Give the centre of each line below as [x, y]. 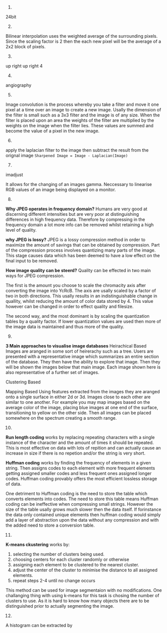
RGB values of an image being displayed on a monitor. [61, 189]
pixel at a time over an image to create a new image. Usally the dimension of [83, 110]
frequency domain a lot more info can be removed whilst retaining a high [80, 225]
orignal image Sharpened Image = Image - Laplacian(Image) [67, 155]
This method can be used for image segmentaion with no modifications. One [84, 590]
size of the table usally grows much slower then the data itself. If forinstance [83, 509]
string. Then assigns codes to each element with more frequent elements [80, 468]
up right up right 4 [24, 66]
